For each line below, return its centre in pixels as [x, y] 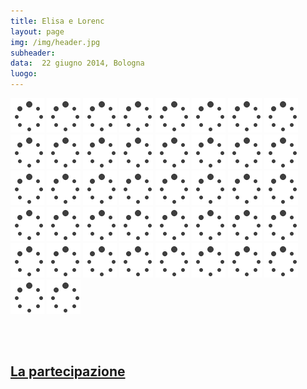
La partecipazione [68, 371]
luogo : [24, 74]
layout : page [37, 31]
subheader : [33, 53]
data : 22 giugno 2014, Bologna [77, 63]
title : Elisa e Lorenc [57, 21]
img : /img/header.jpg [55, 42]
